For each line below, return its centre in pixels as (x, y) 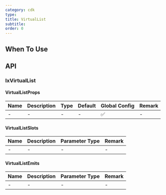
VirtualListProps (23, 92)
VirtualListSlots (22, 128)
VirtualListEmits (22, 163)
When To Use (27, 49)
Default (87, 106)
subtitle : (16, 24)
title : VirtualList (26, 19)
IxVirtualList (21, 80)
